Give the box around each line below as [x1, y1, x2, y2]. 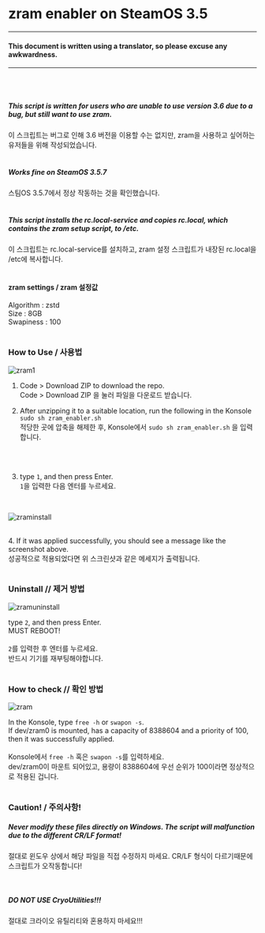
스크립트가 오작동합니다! [8, 861, 83, 871]
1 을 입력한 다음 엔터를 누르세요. [19, 481, 117, 490]
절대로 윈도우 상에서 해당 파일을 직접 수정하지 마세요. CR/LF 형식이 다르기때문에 [8, 852, 254, 861]
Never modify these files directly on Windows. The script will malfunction [8, 822, 255, 831]
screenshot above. [8, 544, 69, 553]
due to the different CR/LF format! [8, 830, 122, 840]
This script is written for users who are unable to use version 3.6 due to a [8, 100, 253, 111]
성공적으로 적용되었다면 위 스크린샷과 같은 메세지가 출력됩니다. [8, 553, 200, 563]
